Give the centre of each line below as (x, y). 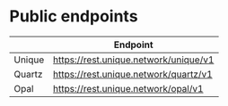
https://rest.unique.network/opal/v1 (128, 88)
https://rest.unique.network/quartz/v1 (132, 74)
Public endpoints (74, 16)
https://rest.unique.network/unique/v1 (133, 60)
